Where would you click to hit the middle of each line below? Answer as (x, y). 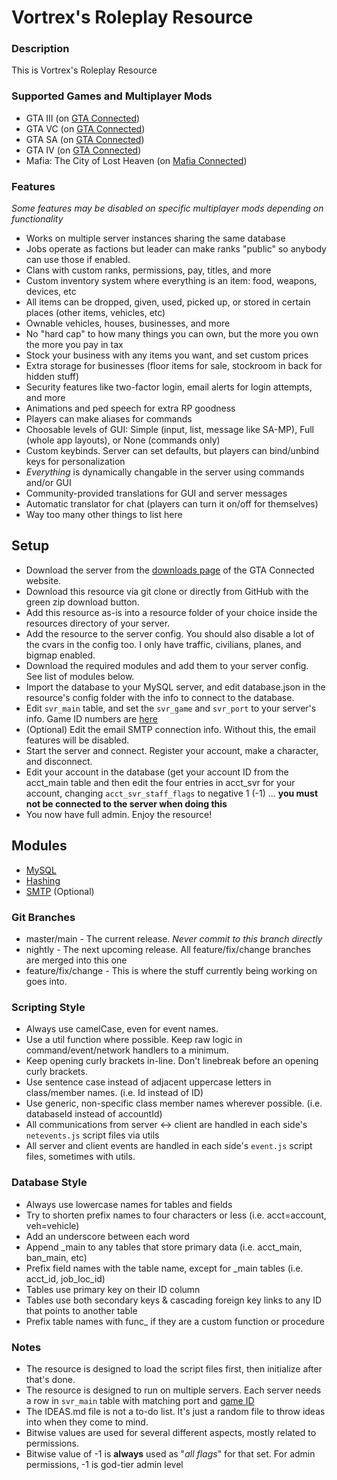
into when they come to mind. (87, 1422)
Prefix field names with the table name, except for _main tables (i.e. (164, 1268)
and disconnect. (59, 761)
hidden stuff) (52, 377)
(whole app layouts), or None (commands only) (123, 440)
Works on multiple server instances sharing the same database (155, 238)
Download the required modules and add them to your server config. (167, 665)
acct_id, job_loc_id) (65, 1278)
